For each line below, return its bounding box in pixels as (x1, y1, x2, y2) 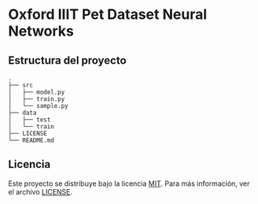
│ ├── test (8, 116, 51, 124)
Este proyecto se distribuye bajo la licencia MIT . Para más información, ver (8, 179, 250, 188)
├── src (8, 81, 34, 89)
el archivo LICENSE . (8, 187, 73, 196)
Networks (8, 22, 75, 40)
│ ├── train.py (8, 95, 65, 103)
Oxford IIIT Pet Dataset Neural (8, 6, 207, 24)
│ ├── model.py (8, 88, 65, 96)
